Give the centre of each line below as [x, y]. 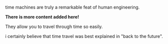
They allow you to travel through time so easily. [54, 26]
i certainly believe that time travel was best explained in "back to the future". [84, 36]
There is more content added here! [42, 17]
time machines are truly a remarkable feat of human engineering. [72, 7]
